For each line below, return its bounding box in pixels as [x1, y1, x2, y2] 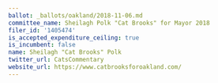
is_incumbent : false [8, 41, 77, 49]
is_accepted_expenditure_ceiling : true [8, 33, 140, 42]
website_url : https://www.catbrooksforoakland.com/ [8, 63, 182, 71]
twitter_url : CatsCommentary [8, 56, 104, 64]
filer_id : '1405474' [8, 26, 77, 34]
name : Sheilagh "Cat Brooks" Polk [8, 48, 122, 56]
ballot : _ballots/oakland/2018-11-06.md [8, 11, 144, 20]
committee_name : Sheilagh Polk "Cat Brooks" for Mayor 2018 [8, 19, 211, 27]
